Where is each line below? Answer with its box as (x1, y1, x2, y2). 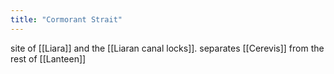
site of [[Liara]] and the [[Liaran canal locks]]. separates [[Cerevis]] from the (10, 42, 325, 54)
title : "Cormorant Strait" (10, 14, 123, 25)
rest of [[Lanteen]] (10, 52, 87, 65)
